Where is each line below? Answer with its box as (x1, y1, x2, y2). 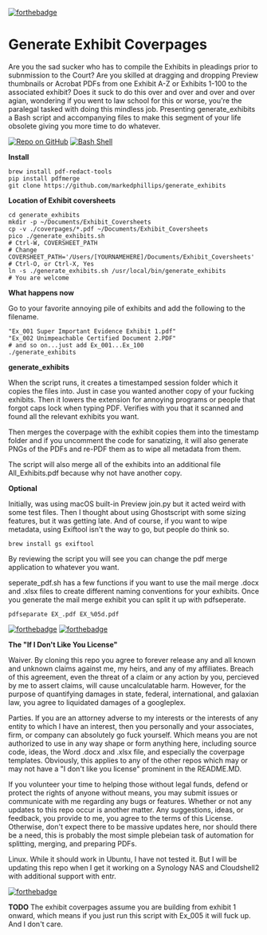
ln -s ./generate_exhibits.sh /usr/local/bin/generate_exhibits (8, 267, 226, 275)
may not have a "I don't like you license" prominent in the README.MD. (8, 763, 241, 774)
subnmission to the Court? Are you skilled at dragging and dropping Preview (8, 70, 259, 80)
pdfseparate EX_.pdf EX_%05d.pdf (8, 610, 120, 618)
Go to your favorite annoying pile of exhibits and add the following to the (8, 303, 245, 313)
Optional (8, 483, 37, 493)
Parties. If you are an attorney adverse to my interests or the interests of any (8, 713, 259, 723)
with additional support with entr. (8, 871, 117, 881)
